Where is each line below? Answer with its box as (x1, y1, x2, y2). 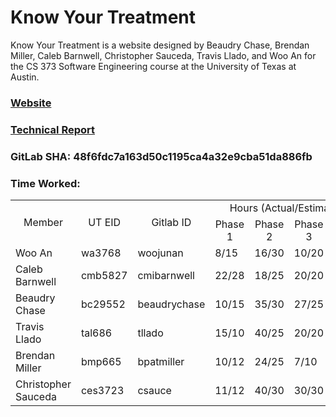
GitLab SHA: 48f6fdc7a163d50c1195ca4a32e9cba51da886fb (10, 149, 313, 163)
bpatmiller (137, 355, 185, 368)
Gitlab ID (151, 216, 192, 229)
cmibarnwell (137, 269, 195, 282)
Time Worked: (10, 176, 81, 190)
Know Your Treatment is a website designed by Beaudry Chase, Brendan (10, 39, 310, 51)
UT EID (88, 216, 122, 229)
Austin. (10, 71, 40, 83)
